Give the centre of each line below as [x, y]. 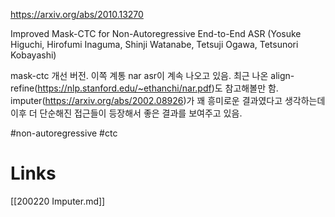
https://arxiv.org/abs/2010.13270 [77, 14]
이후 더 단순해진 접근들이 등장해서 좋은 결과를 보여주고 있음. [126, 113]
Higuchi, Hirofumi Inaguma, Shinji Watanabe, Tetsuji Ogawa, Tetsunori [154, 44]
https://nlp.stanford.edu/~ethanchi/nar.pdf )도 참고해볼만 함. [158, 88]
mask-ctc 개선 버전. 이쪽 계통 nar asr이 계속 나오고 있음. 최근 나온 [139, 75]
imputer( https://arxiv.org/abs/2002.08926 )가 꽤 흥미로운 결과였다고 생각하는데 [168, 100]
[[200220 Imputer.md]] [58, 201]
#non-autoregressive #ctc [64, 133]
